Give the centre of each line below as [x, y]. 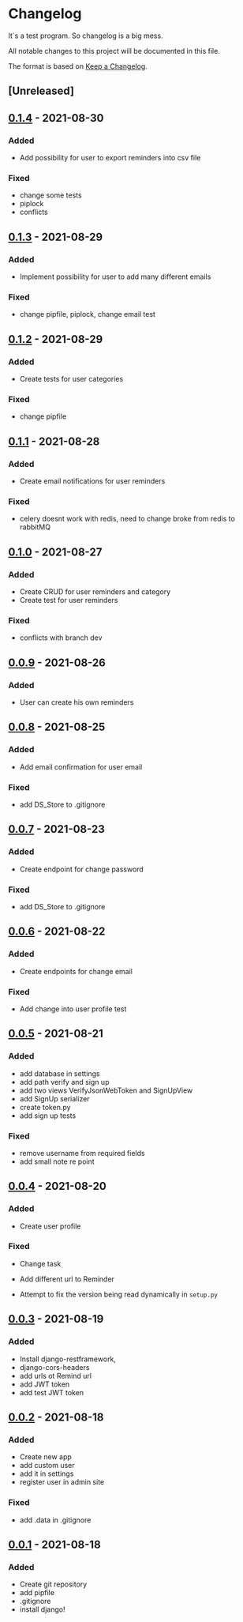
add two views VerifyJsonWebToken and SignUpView [106, 1090]
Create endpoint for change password [81, 869]
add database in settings [60, 1073]
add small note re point [57, 1161]
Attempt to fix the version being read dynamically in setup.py [119, 1294]
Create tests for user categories [71, 378]
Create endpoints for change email [76, 971]
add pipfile [37, 1593]
